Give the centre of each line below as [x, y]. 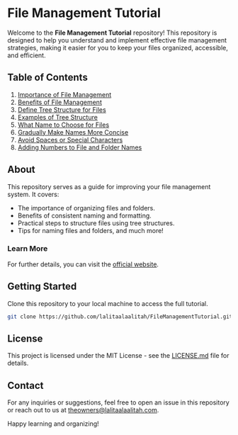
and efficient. [27, 55]
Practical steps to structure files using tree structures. [96, 223]
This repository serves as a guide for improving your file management [109, 186]
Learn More [28, 249]
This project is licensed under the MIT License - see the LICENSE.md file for [118, 356]
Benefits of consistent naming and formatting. [85, 215]
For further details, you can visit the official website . [83, 264]
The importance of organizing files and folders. [86, 208]
